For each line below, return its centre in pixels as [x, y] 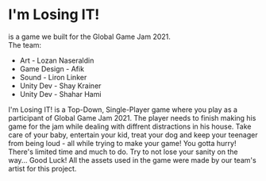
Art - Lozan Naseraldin [57, 60]
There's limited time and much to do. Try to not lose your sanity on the [123, 152]
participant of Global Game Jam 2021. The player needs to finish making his [132, 117]
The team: [25, 44]
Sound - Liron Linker [53, 77]
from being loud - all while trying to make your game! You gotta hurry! [122, 143]
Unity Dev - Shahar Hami [60, 94]
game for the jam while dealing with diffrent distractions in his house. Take [130, 126]
